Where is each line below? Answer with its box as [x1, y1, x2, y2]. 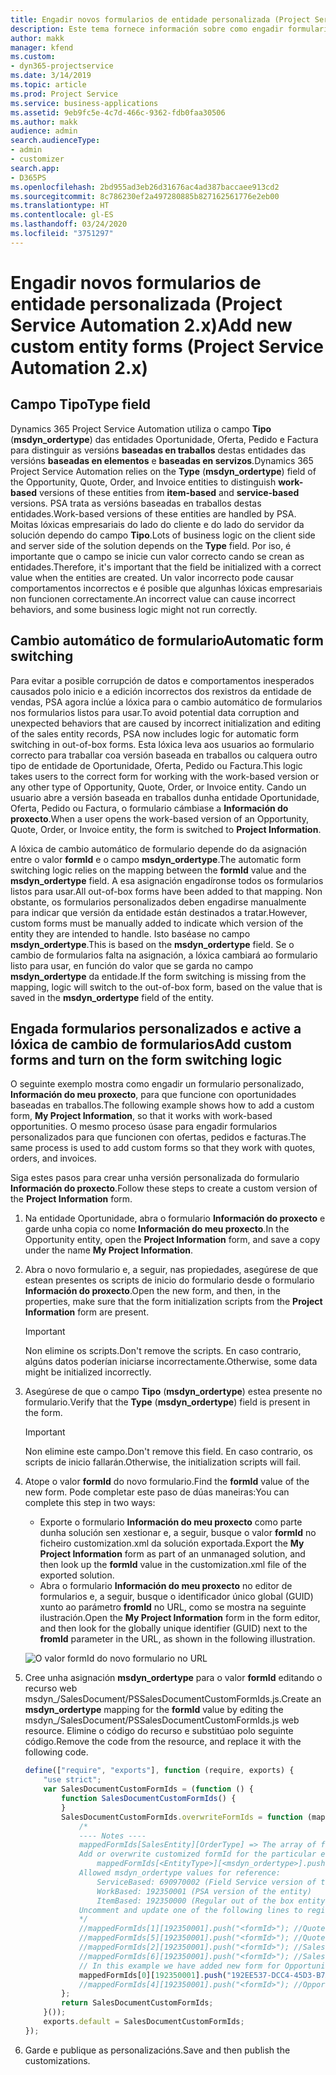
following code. [24, 1746, 89, 1758]
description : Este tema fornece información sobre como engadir [10, 24, 284, 34]
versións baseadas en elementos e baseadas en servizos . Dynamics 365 [10, 454, 314, 466]
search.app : [10, 163, 60, 173]
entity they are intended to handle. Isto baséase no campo [10, 927, 251, 940]
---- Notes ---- [78, 1831, 147, 1841]
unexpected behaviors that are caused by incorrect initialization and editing [10, 717, 322, 729]
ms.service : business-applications [10, 98, 159, 108]
